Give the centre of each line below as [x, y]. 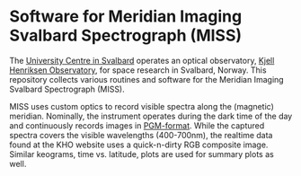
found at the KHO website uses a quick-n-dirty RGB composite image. [139, 145]
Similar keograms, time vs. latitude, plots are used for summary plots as [142, 154]
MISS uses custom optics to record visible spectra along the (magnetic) [142, 106]
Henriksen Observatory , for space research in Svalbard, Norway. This [138, 70]
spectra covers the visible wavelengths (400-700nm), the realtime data [141, 135]
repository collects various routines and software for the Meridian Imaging [147, 79]
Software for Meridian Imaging [126, 17]
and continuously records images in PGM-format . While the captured [137, 125]
